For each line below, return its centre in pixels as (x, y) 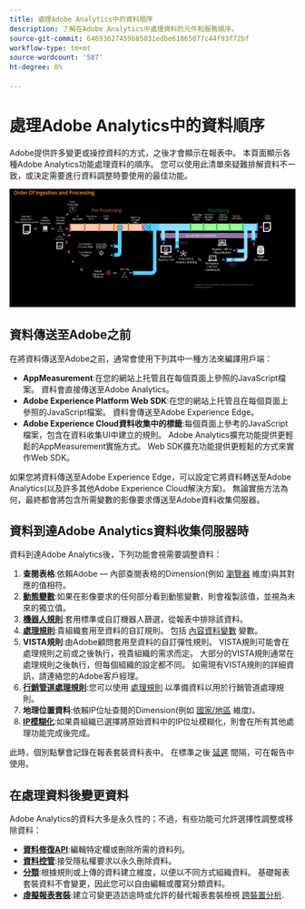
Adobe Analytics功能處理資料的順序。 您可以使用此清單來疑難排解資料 (148, 164)
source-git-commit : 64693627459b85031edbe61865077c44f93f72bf (129, 38)
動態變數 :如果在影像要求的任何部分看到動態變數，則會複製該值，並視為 (155, 597)
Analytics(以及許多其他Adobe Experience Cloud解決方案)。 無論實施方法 (145, 488)
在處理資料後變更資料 (69, 795)
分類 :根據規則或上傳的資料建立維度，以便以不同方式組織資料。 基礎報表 (156, 873)
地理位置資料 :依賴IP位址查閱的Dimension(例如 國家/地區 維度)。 (141, 711)
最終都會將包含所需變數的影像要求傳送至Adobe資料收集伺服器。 (145, 500)
